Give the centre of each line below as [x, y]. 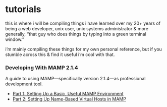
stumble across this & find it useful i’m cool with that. [60, 55]
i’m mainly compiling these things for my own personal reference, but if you [84, 49]
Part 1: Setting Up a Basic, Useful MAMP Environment [68, 94]
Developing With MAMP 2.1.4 [42, 68]
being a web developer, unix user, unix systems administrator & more [77, 28]
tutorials [23, 9]
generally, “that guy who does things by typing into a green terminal [76, 34]
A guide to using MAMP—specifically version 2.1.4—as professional [75, 79]
